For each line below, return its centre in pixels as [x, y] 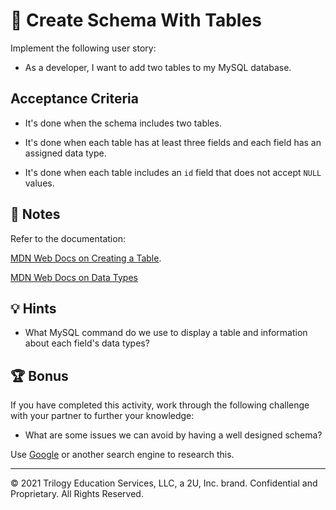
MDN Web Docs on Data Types [74, 277]
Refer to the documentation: [68, 238]
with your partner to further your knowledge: [102, 416]
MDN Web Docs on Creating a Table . [86, 258]
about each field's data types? [87, 343]
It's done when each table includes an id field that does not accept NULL [173, 172]
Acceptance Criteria [74, 99]
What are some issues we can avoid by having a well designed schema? [173, 435]
